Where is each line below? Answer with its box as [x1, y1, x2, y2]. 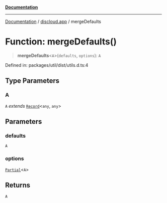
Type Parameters [5, 77, 60, 85]
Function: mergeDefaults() [5, 36, 117, 47]
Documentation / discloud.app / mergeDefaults [5, 18, 101, 24]
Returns [5, 181, 31, 189]
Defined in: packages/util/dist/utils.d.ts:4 [5, 62, 88, 68]
